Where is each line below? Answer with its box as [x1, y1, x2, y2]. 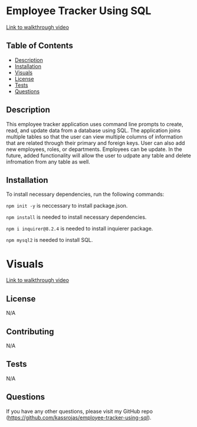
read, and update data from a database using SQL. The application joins [6, 127, 181, 134]
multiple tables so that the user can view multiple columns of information [6, 133, 183, 140]
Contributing [6, 326, 54, 337]
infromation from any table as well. [6, 158, 90, 165]
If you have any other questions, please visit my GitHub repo [6, 408, 153, 415]
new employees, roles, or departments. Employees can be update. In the [6, 146, 182, 153]
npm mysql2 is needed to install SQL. [6, 237, 93, 244]
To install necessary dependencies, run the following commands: [6, 190, 165, 198]
